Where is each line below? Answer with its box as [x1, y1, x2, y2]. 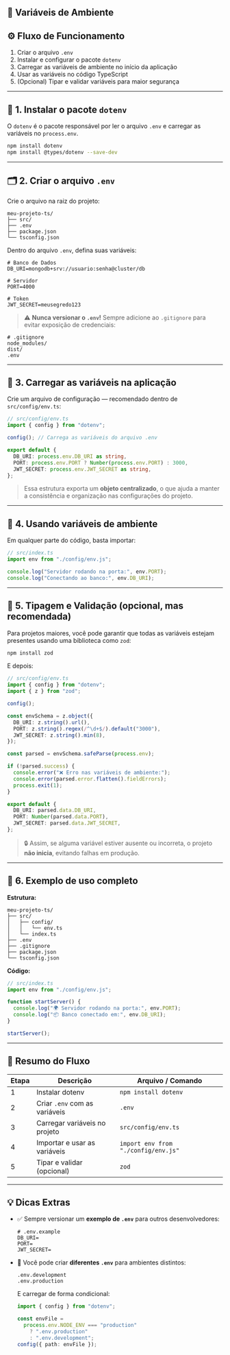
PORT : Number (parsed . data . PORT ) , [13, 814, 109, 820]
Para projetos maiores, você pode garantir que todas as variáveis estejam [7, 628, 214, 637]
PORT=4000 [7, 283, 36, 290]
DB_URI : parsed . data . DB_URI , [13, 807, 97, 814]
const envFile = [16, 1315, 64, 1323]
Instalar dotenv [36, 1087, 85, 1097]
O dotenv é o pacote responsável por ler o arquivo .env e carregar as [7, 122, 201, 130]
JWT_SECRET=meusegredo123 [7, 301, 81, 308]
